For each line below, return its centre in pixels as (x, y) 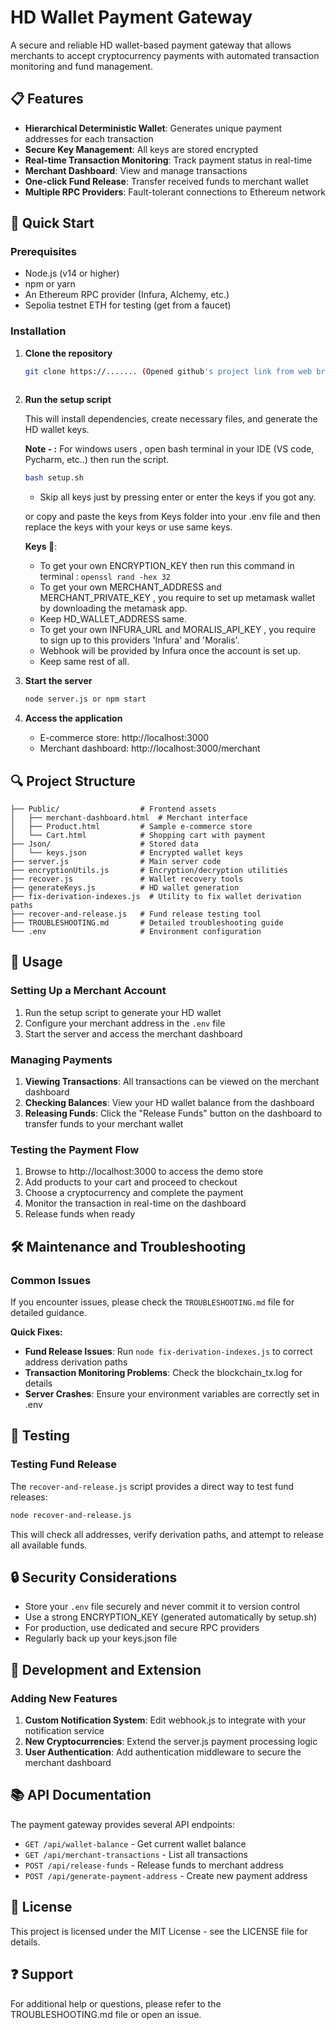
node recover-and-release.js (71, 1515)
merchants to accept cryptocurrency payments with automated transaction (165, 55)
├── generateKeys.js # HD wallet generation (125, 888)
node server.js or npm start (85, 699)
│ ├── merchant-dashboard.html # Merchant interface (129, 818)
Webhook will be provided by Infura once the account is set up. (170, 651)
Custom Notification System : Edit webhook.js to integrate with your (165, 1720)
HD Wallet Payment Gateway (131, 17)
